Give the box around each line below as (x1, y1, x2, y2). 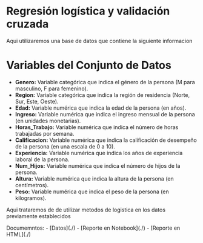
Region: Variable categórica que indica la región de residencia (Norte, (15, 91, 190, 98)
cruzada (6, 17, 49, 31)
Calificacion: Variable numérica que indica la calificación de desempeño (15, 136, 197, 144)
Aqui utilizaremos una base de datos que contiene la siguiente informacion (6, 37, 193, 44)
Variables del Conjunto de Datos (6, 59, 171, 72)
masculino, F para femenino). (15, 85, 88, 92)
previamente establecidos (6, 212, 71, 219)
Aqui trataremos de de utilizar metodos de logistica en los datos (6, 206, 165, 213)
